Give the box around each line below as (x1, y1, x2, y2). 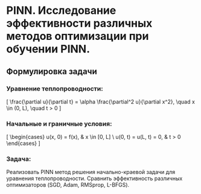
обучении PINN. (6, 42, 91, 56)
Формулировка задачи (6, 66, 98, 76)
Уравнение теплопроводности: (6, 84, 104, 92)
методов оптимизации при (6, 30, 149, 43)
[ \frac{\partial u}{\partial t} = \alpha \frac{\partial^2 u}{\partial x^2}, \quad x (6, 98, 195, 105)
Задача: (6, 155, 31, 163)
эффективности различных (6, 16, 153, 30)
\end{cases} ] (6, 140, 40, 147)
